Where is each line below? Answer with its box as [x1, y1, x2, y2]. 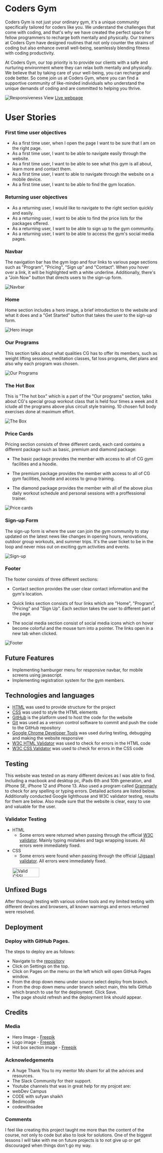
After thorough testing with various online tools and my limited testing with [5, 898, 154, 904]
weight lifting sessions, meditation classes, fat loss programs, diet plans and [5, 355, 158, 361]
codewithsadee [12, 1104, 43, 1110]
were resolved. [5, 909, 35, 915]
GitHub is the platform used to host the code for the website [12, 714, 133, 720]
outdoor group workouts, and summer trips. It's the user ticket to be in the [5, 538, 154, 544]
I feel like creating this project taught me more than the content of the [5, 1127, 145, 1133]
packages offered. [12, 220, 49, 226]
